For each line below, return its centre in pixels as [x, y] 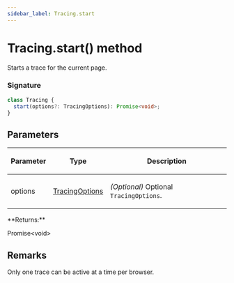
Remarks [27, 255]
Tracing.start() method [75, 48]
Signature [24, 86]
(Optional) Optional [142, 187]
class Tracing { [31, 100]
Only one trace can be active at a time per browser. [81, 272]
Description [166, 161]
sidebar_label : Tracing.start [51, 14]
